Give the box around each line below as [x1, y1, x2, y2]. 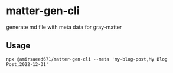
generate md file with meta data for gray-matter [6, 24, 122, 31]
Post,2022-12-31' [6, 61, 49, 67]
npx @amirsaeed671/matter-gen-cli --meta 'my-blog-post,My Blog [6, 56, 168, 62]
